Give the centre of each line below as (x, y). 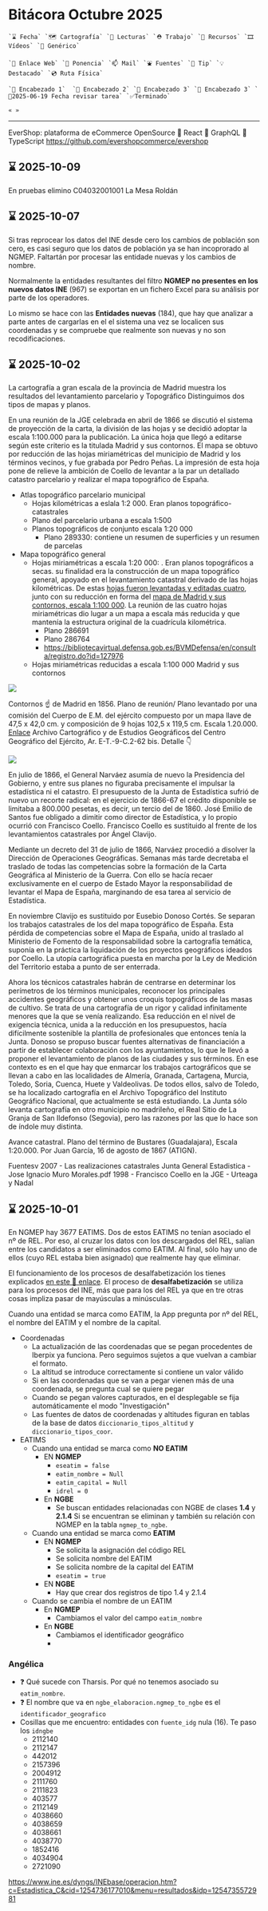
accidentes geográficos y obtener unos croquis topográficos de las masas (130, 999)
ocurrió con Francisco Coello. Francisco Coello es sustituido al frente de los (133, 826)
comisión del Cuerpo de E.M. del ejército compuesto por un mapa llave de (130, 715)
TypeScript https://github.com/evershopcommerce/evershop (108, 140)
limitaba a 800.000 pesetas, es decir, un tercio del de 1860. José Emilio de (130, 809)
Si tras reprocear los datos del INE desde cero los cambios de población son (134, 239)
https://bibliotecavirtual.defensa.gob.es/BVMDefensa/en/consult (150, 647)
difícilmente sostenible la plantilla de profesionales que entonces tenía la (127, 1033)
